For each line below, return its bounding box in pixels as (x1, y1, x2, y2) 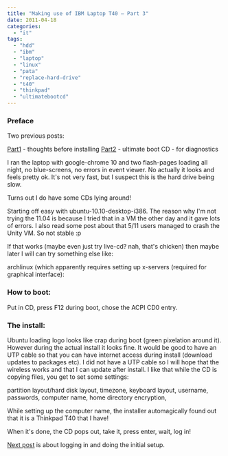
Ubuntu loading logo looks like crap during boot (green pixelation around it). (7, 335, 222, 344)
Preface (7, 116, 34, 125)
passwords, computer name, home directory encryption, (7, 393, 167, 402)
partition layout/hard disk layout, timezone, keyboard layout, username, (7, 386, 209, 394)
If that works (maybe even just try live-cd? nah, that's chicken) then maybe (7, 242, 220, 251)
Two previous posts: (7, 132, 65, 140)
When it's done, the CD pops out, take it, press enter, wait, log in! (7, 427, 191, 435)
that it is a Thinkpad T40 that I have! (7, 414, 109, 422)
